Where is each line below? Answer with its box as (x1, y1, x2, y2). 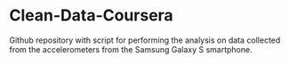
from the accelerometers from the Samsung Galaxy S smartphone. (9, 44, 253, 54)
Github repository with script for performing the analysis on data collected (9, 35, 281, 45)
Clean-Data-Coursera (9, 5, 173, 26)
